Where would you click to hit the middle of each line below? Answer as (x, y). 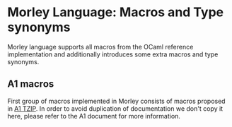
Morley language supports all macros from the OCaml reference (100, 47)
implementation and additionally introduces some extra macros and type (113, 54)
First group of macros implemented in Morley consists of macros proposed (116, 101)
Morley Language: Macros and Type (116, 12)
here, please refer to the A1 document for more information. (94, 116)
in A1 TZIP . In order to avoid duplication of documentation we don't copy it (115, 108)
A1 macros (31, 84)
